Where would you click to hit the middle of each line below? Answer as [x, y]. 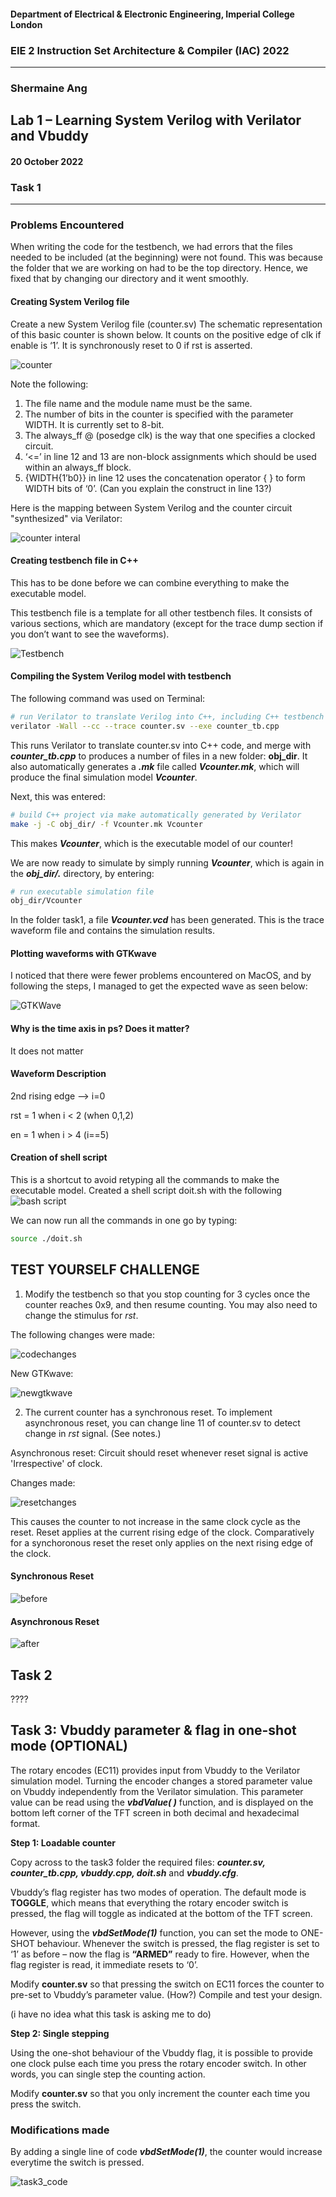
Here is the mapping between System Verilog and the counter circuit [151, 507]
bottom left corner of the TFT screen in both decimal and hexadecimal [155, 1812]
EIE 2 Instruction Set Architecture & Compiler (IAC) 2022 [150, 50]
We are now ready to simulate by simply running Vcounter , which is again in [167, 862]
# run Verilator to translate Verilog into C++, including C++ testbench [167, 717]
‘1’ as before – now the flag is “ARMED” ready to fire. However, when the [160, 1954]
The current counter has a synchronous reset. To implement [148, 1412]
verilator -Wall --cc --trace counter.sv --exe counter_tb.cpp [145, 726]
